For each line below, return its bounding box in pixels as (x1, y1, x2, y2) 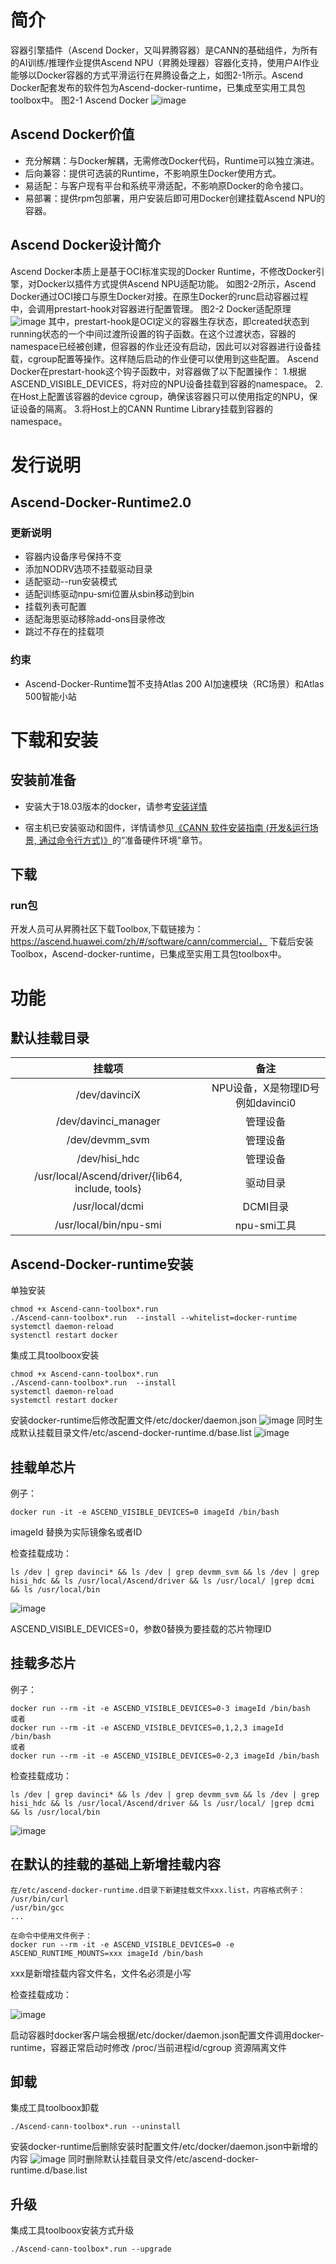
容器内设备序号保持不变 (24, 551, 122, 563)
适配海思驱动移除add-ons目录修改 (24, 613, 166, 625)
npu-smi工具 (234, 1219, 297, 1233)
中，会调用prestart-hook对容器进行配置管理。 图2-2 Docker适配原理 (10, 302, 292, 315)
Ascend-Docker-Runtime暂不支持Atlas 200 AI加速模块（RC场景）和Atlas (24, 677, 325, 690)
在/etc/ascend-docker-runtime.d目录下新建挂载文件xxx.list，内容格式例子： (10, 1885, 306, 1895)
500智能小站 (24, 690, 77, 702)
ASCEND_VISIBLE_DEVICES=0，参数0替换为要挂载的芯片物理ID (10, 1623, 272, 1635)
